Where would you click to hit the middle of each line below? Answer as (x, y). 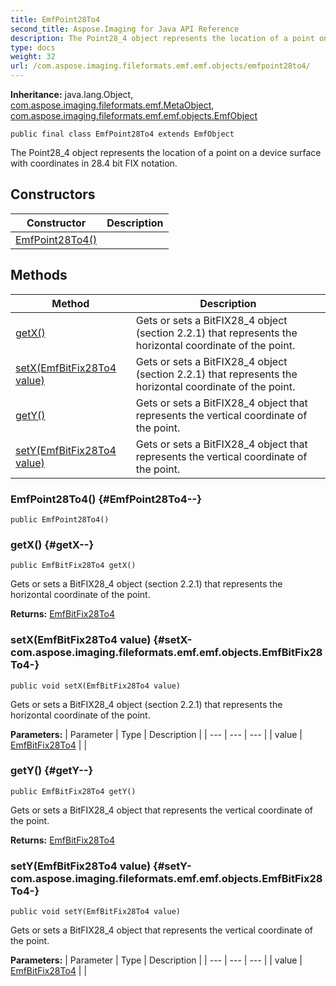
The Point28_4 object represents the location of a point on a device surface (166, 152)
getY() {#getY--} (52, 771)
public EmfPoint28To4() (60, 519)
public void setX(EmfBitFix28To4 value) (96, 686)
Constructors (53, 194)
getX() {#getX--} (52, 544)
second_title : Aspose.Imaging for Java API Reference (125, 29)
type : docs (33, 47)
